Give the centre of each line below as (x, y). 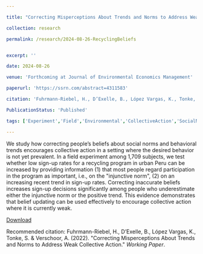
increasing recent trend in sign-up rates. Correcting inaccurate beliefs (93, 182)
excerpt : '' (21, 55)
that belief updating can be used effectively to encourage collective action (99, 201)
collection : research (34, 28)
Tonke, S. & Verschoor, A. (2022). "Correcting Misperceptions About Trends (101, 238)
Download (19, 219)
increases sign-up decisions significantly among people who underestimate (101, 189)
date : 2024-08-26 (28, 66)
